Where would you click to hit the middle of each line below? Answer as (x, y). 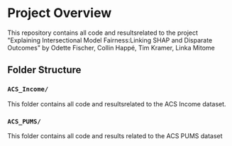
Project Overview (60, 13)
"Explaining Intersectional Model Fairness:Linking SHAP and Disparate (110, 40)
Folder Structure (44, 70)
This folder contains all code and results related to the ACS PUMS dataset (115, 135)
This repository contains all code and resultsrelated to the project (103, 33)
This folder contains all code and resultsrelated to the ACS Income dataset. (117, 103)
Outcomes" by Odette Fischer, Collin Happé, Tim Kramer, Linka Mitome (111, 47)
